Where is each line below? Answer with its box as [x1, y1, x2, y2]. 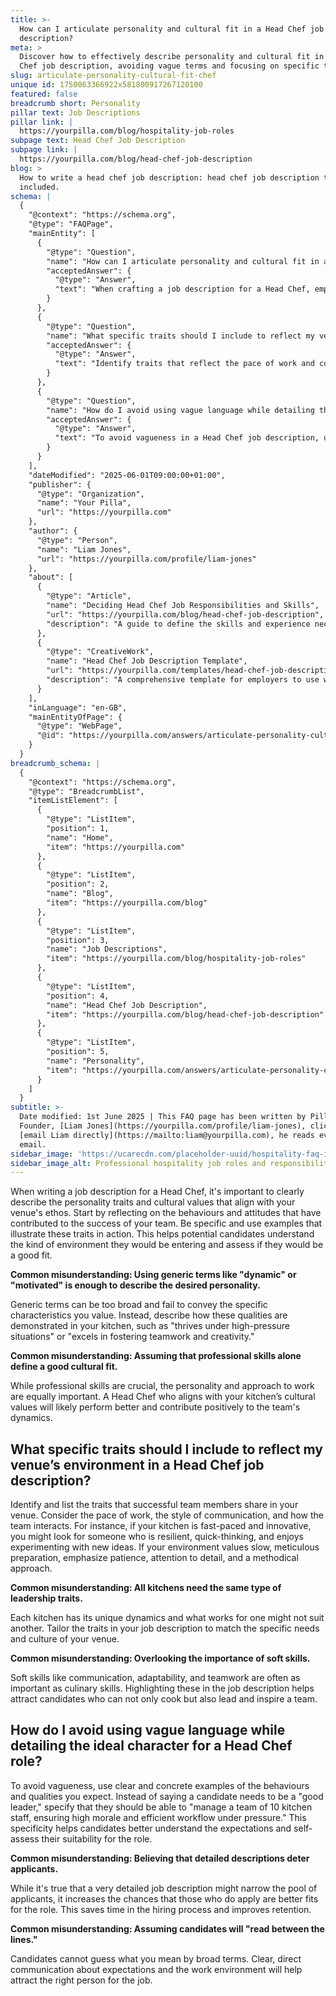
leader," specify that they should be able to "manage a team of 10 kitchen [10, 1801, 313, 1813]
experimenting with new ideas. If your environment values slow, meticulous [10, 1541, 320, 1553]
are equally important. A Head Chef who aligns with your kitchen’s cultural [10, 1391, 316, 1403]
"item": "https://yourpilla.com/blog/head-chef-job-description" [46, 1009, 325, 1020]
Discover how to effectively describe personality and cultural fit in [19, 52, 325, 62]
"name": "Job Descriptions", [46, 944, 168, 955]
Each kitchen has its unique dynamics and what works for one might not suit [10, 1612, 325, 1624]
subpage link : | [10, 145, 78, 155]
